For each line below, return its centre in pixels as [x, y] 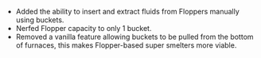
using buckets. [40, 20]
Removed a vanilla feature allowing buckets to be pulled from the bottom [134, 37]
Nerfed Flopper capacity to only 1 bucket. [84, 28]
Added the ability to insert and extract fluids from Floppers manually [128, 12]
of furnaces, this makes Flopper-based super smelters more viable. [126, 45]
